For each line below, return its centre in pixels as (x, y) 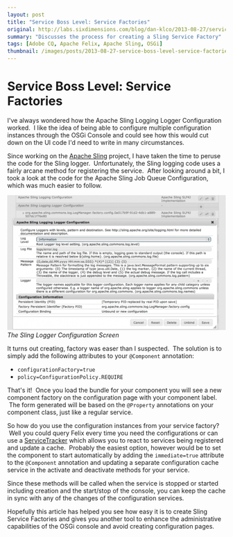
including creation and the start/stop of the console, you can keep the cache (116, 491)
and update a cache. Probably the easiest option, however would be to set (114, 448)
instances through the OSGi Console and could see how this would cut (108, 135)
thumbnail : (23, 51)
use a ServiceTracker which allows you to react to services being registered (115, 441)
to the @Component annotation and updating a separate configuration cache (113, 463)
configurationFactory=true (56, 370)
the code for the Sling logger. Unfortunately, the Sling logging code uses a (114, 163)
